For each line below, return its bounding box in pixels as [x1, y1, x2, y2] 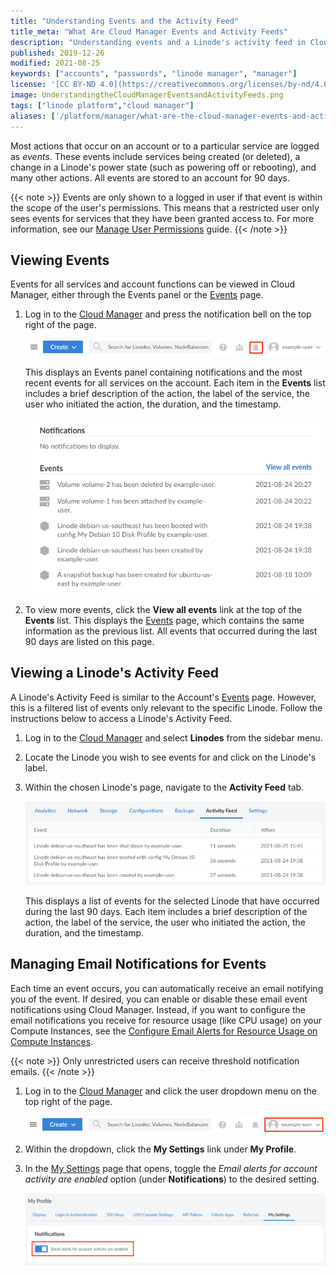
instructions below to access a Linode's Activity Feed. [10, 712, 233, 724]
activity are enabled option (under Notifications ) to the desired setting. [24, 1173, 320, 1185]
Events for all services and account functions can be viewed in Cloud [10, 278, 295, 290]
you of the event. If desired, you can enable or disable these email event [10, 993, 308, 1005]
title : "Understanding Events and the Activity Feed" [10, 16, 240, 26]
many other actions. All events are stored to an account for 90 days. [10, 171, 290, 184]
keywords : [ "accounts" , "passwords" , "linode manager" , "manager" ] [10, 69, 298, 79]
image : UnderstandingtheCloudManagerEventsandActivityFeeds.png [10, 90, 284, 100]
